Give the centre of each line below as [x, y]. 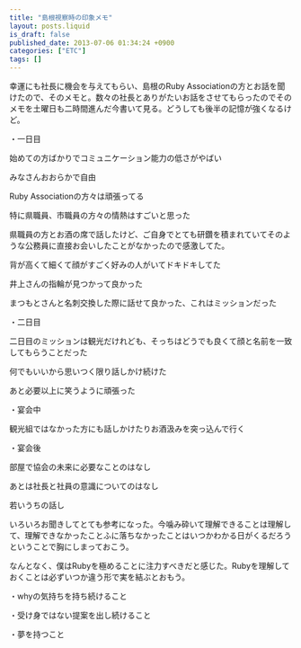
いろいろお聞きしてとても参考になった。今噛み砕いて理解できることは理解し [150, 524]
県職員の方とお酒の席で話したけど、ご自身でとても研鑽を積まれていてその [146, 234]
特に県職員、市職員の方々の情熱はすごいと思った [100, 215]
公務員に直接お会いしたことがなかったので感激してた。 [127, 245]
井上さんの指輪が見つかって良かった [76, 284]
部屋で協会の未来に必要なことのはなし [80, 467]
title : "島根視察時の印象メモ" [61, 18]
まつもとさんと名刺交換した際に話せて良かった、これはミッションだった [143, 303]
